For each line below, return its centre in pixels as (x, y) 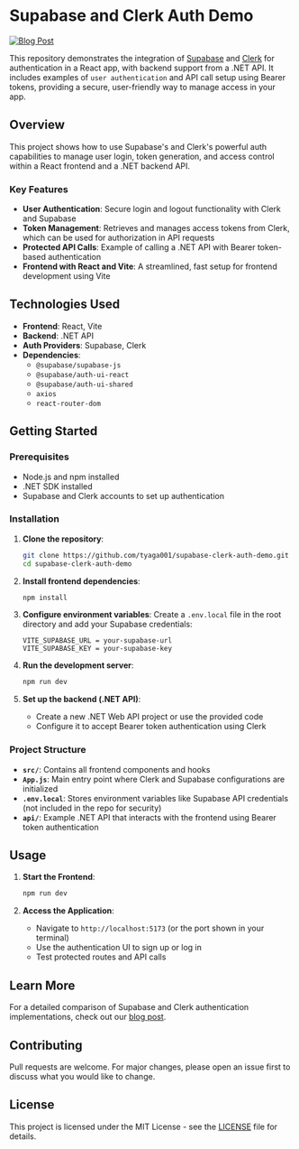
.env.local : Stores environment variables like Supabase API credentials (155, 798)
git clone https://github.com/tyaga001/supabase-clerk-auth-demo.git (156, 555)
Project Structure (48, 750)
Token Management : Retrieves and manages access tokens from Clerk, (156, 228)
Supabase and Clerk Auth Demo (131, 16)
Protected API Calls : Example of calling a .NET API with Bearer (139, 247)
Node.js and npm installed (71, 477)
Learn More (42, 985)
